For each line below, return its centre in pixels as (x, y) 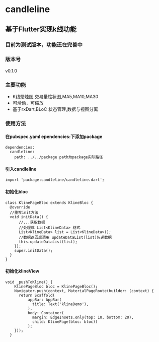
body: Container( (46, 313)
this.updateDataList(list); (48, 242)
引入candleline (21, 169)
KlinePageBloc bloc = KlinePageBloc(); (56, 286)
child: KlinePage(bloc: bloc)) (65, 322)
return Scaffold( (37, 295)
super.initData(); (33, 250)
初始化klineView (22, 271)
